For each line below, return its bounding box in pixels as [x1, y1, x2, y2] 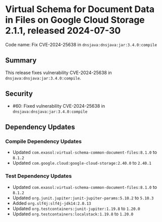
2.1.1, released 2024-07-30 [5, 25, 121, 36]
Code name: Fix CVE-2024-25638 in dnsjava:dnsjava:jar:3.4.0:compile [5, 41, 157, 47]
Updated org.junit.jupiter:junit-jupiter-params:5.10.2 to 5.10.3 [12, 195, 154, 201]
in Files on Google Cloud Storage [5, 14, 145, 26]
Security [5, 90, 33, 98]
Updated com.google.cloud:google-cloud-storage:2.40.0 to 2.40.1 [12, 160, 152, 166]
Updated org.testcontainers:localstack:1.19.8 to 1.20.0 [12, 210, 134, 217]
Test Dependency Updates [5, 173, 72, 180]
